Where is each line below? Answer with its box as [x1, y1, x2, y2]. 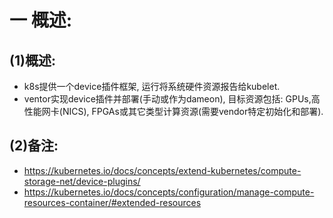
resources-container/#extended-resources [23, 196, 202, 208]
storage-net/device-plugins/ [23, 175, 141, 187]
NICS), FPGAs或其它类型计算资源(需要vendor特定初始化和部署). [62, 106, 324, 117]
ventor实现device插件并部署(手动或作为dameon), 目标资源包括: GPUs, [23, 93, 312, 105]
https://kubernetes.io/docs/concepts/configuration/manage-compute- [23, 186, 315, 198]
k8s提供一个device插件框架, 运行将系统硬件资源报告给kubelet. [23, 81, 281, 92]
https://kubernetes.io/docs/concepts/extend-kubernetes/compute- [23, 164, 302, 176]
